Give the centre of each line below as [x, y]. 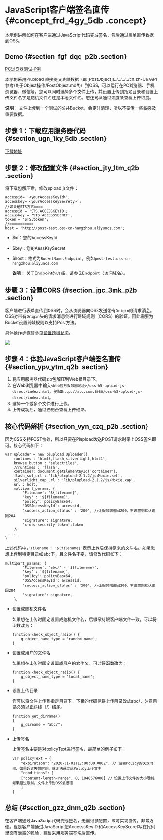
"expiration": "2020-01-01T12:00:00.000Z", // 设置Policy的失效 [85, 763]
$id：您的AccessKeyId [35, 238]
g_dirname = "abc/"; [42, 724]
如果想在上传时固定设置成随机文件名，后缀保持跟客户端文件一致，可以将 [84, 619]
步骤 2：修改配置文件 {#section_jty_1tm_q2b [72, 168]
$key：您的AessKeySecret [39, 248]
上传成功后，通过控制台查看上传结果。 [50, 410]
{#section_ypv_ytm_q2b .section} [57, 367]
